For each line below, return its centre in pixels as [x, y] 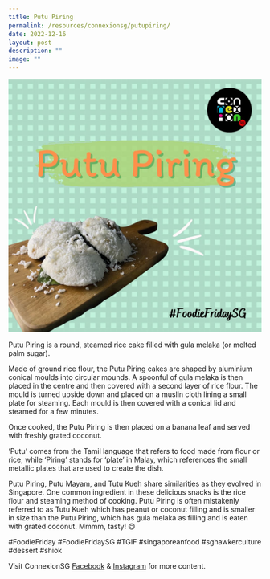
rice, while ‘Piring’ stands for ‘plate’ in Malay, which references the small [128, 459]
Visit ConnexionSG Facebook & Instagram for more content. [107, 566]
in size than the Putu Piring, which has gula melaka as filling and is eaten [129, 518]
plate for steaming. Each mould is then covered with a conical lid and [122, 403]
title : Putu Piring [41, 17]
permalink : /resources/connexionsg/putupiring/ [90, 25]
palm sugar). [29, 353]
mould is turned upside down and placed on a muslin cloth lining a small [127, 394]
